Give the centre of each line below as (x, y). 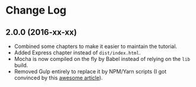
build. (21, 65)
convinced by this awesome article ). (59, 78)
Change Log (36, 10)
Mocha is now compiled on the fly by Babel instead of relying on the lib (102, 59)
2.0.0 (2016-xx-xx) (41, 32)
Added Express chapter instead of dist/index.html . (77, 53)
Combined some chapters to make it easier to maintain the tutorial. (96, 46)
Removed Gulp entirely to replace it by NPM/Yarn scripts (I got (90, 71)
